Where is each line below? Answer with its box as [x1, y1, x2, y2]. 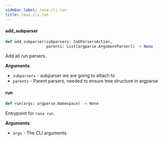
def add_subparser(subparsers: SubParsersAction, [5, 39, 113, 44]
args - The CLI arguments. [12, 130, 68, 136]
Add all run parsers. [5, 53, 47, 59]
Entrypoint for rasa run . [5, 110, 55, 116]
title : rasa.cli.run [5, 12, 49, 17]
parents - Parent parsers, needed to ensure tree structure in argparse [12, 78, 158, 84]
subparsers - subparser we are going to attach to [12, 73, 115, 79]
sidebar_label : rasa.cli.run [5, 7, 67, 13]
